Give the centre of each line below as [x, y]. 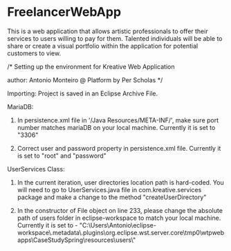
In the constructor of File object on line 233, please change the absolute [120, 210]
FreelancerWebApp [64, 12]
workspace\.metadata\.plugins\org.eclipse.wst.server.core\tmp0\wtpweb [121, 232]
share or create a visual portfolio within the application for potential [103, 46]
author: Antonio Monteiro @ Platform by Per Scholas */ [85, 80]
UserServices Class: [36, 169]
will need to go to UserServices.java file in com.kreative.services [109, 189]
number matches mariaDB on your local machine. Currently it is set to [116, 127]
